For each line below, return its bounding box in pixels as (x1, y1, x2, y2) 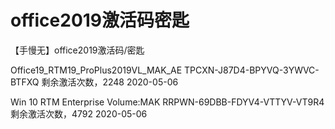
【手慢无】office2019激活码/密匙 (10, 44, 145, 56)
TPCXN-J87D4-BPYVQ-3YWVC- (184, 64, 320, 76)
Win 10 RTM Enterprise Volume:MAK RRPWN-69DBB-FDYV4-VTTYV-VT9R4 (10, 96, 325, 108)
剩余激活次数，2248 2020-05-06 (41, 76, 179, 88)
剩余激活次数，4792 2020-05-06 (10, 107, 148, 120)
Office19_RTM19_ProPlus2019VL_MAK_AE (10, 64, 183, 76)
